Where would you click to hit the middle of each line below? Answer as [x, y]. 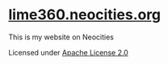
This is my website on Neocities [61, 37]
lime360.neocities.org [85, 15]
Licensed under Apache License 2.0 [69, 52]
